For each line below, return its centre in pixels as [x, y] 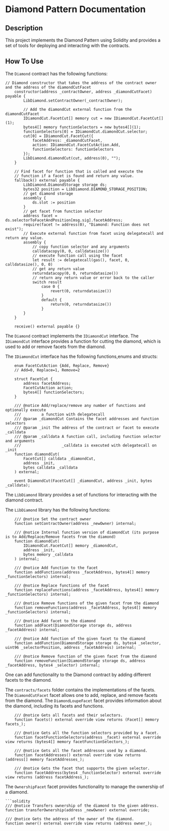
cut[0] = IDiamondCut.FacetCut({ [59, 136]
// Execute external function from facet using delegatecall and [94, 233]
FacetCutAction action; [48, 388]
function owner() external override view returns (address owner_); [79, 823]
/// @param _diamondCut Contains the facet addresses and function [87, 419]
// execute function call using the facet [77, 256]
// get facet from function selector [63, 211]
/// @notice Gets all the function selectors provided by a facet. [87, 733]
